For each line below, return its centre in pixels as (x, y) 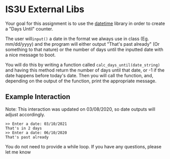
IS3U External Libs (45, 9)
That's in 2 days (24, 128)
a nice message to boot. (31, 55)
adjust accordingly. (25, 114)
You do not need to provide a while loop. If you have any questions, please (83, 146)
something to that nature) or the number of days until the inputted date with (84, 49)
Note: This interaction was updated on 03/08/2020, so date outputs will (80, 109)
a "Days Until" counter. (29, 28)
